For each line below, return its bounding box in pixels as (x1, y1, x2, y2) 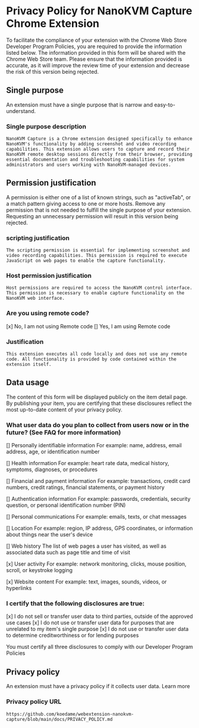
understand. (6, 107, 36, 114)
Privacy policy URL (6, 698, 62, 706)
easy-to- (154, 101, 176, 108)
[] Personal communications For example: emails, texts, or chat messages (6, 513, 187, 520)
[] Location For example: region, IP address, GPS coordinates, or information (6, 525, 193, 532)
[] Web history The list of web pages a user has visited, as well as (6, 542, 167, 550)
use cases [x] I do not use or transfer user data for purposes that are (6, 619, 174, 626)
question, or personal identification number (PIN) (6, 501, 126, 509)
